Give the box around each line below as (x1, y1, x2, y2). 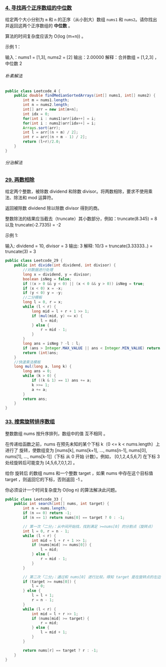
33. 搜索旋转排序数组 (5, 418, 55, 425)
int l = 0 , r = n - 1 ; (23, 529, 70, 534)
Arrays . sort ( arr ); (23, 125, 61, 130)
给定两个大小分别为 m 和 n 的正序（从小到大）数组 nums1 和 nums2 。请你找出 (5, 16, 157, 23)
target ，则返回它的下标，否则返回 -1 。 (5, 476, 85, 482)
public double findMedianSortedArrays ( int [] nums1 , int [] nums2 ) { (14, 93, 156, 98)
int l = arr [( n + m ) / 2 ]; (23, 130, 79, 135)
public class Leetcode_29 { (5, 258, 63, 263)
